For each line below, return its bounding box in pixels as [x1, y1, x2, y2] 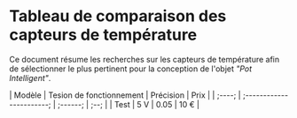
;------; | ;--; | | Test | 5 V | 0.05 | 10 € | [57, 99, 199, 109]
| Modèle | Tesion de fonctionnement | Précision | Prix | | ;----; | [9, 90, 241, 100]
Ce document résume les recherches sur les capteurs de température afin [9, 54, 280, 64]
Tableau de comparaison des [9, 6, 227, 26]
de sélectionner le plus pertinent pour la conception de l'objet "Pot [9, 63, 253, 74]
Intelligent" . [9, 72, 51, 83]
